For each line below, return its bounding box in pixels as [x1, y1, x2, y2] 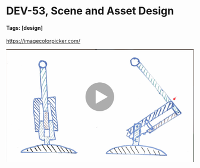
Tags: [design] [6, 24, 43, 31]
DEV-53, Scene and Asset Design [6, 4, 174, 18]
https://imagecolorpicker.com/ [6, 38, 81, 45]
